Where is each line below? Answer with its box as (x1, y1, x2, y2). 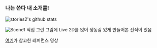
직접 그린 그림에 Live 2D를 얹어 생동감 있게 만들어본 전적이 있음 (26, 27, 152, 33)
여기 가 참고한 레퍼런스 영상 (5, 37, 58, 43)
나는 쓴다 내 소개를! (5, 4, 49, 11)
